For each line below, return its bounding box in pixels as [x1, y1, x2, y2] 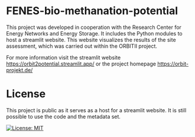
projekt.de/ [6, 66, 33, 73]
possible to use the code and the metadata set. [6, 113, 121, 120]
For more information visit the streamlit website [6, 54, 121, 61]
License [6, 87, 46, 101]
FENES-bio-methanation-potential [6, 4, 178, 18]
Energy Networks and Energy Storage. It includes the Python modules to [6, 30, 183, 37]
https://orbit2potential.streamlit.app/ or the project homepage [6, 60, 157, 67]
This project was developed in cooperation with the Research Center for [6, 24, 182, 31]
